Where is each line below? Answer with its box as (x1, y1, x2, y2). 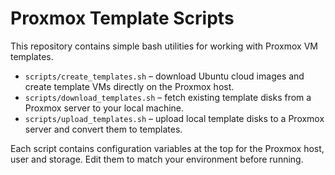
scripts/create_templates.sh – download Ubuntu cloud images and (24, 70, 305, 82)
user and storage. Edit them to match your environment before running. (10, 153, 304, 165)
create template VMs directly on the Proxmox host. (24, 80, 235, 92)
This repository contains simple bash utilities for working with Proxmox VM (10, 40, 318, 52)
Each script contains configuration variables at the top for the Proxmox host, (10, 142, 325, 154)
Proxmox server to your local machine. (24, 102, 185, 114)
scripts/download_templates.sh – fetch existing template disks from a (24, 91, 312, 103)
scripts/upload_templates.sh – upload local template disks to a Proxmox (24, 112, 325, 124)
